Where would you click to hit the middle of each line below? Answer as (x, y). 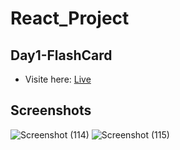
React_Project (70, 18)
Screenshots (51, 110)
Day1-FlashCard (61, 55)
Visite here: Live (58, 79)
